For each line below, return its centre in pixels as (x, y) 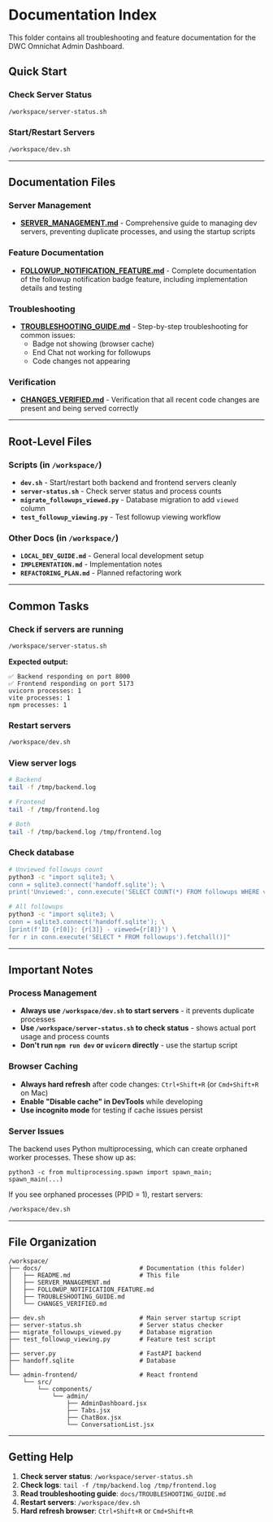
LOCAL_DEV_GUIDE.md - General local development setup (112, 556)
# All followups (36, 907)
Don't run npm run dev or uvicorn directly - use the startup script (129, 1045)
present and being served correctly (79, 409)
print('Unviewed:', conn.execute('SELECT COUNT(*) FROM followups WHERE (134, 892)
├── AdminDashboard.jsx (107, 1403)
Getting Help (41, 1457)
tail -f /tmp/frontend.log (54, 809)
